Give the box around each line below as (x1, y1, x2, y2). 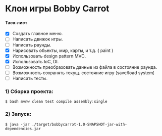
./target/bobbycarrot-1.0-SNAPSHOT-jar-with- (31, 122, 127, 127)
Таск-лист (5, 19, 28, 25)
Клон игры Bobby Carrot (5, 3, 110, 14)
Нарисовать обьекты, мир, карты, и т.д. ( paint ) (12, 47, 113, 53)
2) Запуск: (5, 111, 32, 118)
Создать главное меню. (12, 31, 63, 37)
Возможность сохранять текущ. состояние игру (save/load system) (12, 70, 155, 76)
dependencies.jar (5, 126, 41, 131)
